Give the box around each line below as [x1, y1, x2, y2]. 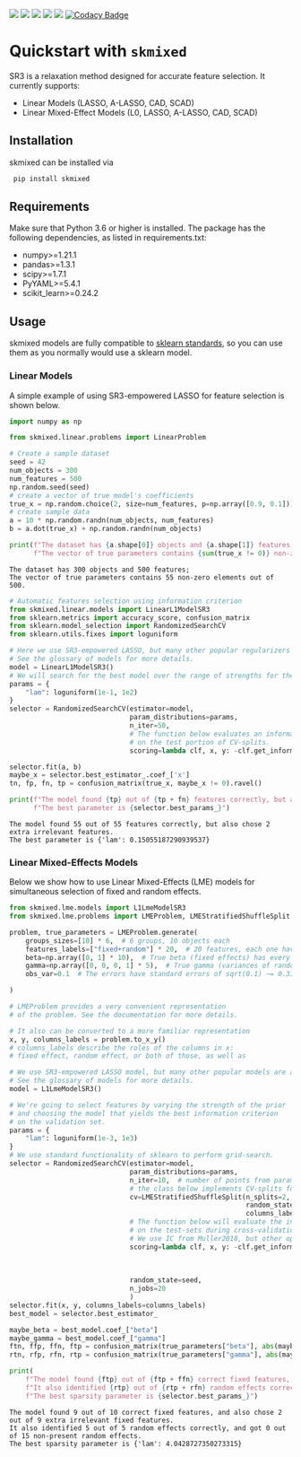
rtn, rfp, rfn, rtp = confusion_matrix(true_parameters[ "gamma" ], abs [9, 1350, 279, 1359]
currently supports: [9, 80, 81, 91]
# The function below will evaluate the [129, 1217, 282, 1226]
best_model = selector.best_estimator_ [9, 1309, 159, 1318]
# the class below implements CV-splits [129, 1184, 282, 1193]
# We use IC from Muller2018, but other [129, 1234, 282, 1243]
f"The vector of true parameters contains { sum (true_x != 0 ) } [32, 548, 271, 558]
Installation [9, 133, 73, 148]
